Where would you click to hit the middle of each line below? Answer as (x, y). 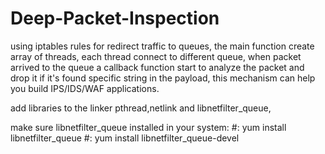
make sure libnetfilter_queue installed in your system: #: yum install (148, 127)
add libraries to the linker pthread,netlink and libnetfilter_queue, (141, 108)
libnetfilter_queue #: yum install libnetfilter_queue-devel (125, 138)
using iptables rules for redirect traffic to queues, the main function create (162, 46)
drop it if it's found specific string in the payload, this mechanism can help (163, 78)
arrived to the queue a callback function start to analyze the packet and (157, 67)
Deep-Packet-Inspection (115, 18)
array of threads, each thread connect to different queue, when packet (156, 56)
